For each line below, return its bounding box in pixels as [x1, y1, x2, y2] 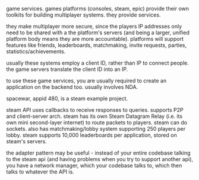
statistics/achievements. [6, 48, 66, 55]
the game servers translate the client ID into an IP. [6, 66, 128, 73]
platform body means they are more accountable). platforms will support [6, 36, 184, 42]
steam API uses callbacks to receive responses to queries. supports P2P [6, 107, 184, 113]
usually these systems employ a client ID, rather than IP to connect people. [6, 59, 189, 66]
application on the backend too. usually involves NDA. [6, 83, 138, 91]
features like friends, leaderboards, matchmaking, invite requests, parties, [6, 41, 187, 49]
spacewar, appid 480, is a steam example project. [6, 95, 128, 102]
